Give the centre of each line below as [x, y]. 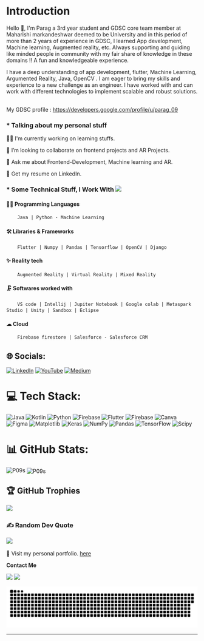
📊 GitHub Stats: [48, 449]
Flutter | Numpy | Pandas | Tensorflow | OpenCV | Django [92, 247]
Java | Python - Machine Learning [61, 218]
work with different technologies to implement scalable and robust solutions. [102, 91]
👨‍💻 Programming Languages [43, 204]
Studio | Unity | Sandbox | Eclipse [53, 310]
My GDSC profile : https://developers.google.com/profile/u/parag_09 [92, 109]
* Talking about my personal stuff [57, 125]
